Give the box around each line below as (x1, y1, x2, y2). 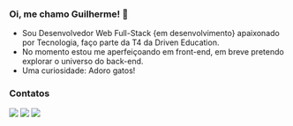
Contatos (9, 87, 50, 100)
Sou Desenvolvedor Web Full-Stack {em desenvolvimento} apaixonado (21, 28, 280, 39)
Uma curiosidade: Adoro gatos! (21, 65, 136, 76)
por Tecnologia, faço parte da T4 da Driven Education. (21, 37, 220, 48)
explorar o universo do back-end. (21, 56, 144, 67)
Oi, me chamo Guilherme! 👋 (9, 8, 129, 20)
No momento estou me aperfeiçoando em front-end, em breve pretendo (21, 47, 284, 57)
